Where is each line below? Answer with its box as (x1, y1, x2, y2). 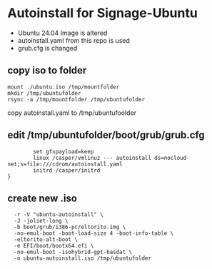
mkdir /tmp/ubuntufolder (7, 89, 81, 97)
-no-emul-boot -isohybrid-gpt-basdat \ (14, 248, 133, 256)
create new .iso (7, 192, 77, 204)
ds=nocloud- (154, 154, 191, 161)
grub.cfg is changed (17, 44, 78, 52)
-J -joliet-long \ (14, 218, 69, 225)
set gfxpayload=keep (33, 148, 94, 155)
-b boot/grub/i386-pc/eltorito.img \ (14, 223, 126, 231)
